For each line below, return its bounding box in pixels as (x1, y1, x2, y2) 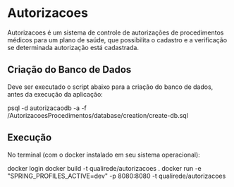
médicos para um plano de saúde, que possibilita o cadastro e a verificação (7, 35, 228, 44)
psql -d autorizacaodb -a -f (7, 104, 87, 112)
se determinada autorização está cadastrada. (7, 43, 140, 52)
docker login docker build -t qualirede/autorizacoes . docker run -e (7, 164, 202, 172)
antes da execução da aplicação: (7, 90, 104, 98)
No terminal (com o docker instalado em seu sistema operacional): (7, 150, 201, 159)
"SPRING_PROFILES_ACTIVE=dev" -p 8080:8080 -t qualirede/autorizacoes (7, 171, 226, 180)
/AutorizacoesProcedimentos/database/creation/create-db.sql (7, 111, 189, 119)
